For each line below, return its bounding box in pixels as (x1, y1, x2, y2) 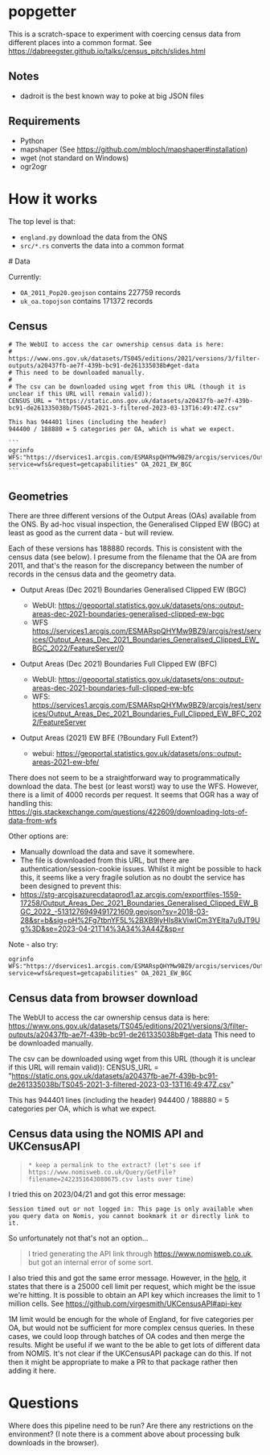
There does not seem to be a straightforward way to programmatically (8, 773, 240, 783)
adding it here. (8, 1366, 56, 1375)
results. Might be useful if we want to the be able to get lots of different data (8, 1340, 260, 1349)
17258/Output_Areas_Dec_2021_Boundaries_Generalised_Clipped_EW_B (19, 898, 259, 908)
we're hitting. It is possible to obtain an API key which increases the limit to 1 (8, 1290, 260, 1299)
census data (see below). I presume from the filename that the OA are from (8, 552, 257, 562)
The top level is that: (8, 216, 76, 226)
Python (19, 135, 44, 145)
